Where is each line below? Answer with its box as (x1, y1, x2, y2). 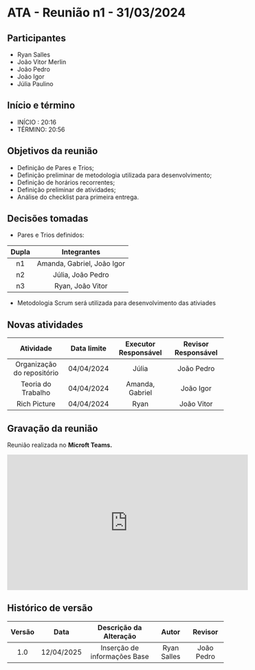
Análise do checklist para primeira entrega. (16, 193, 140, 201)
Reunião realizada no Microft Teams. (7, 441, 113, 449)
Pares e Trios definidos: (16, 231, 85, 239)
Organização (15, 359, 57, 369)
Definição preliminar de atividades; (16, 185, 116, 193)
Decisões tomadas (7, 213, 89, 224)
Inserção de (100, 642, 140, 652)
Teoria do (20, 379, 52, 389)
